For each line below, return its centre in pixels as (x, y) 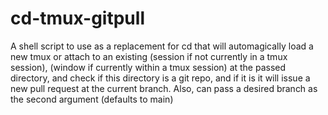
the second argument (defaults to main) (92, 99)
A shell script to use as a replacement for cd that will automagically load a (162, 46)
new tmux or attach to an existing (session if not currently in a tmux (149, 56)
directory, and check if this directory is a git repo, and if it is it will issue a (160, 78)
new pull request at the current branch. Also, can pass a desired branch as (164, 88)
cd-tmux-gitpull (77, 18)
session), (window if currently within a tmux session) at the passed (148, 67)
